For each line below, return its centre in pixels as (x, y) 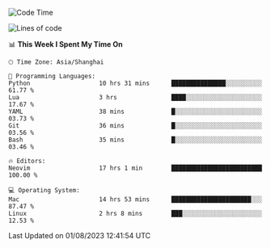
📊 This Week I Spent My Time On (66, 44)
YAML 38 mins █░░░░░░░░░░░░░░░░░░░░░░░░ (135, 111)
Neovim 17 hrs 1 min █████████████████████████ (135, 168)
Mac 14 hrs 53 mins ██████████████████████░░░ (135, 200)
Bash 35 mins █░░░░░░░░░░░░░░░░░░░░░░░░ (135, 140)
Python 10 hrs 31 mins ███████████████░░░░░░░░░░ (135, 83)
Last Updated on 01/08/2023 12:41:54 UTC (80, 235)
